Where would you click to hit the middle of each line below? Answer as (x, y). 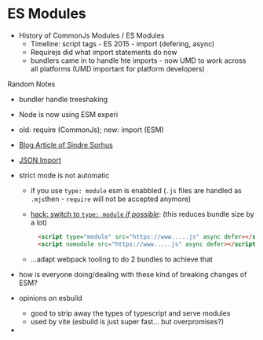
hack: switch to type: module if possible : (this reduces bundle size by (142, 214)
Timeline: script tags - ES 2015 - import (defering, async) (122, 43)
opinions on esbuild (51, 298)
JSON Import (40, 160)
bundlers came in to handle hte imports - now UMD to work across (138, 60)
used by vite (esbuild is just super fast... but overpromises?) (127, 321)
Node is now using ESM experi (68, 114)
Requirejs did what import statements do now (104, 52)
